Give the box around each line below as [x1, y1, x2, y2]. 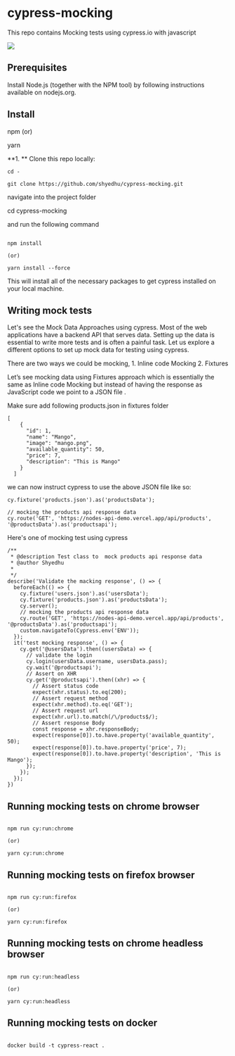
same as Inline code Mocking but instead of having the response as [7, 380, 203, 389]
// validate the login [25, 652, 93, 659]
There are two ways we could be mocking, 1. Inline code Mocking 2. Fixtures [7, 359, 229, 367]
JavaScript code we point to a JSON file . [7, 388, 126, 396]
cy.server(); [20, 603, 58, 610]
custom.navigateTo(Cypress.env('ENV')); [20, 627, 140, 634]
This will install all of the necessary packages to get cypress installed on [7, 277, 216, 285]
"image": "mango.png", [25, 440, 93, 447]
